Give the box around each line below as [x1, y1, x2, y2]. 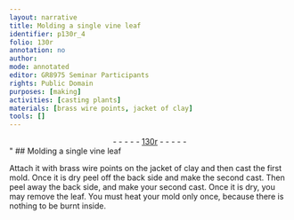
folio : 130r [9, 37, 53, 47]
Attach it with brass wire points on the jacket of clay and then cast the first [9, 163, 282, 174]
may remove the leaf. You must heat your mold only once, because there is [9, 192, 284, 202]
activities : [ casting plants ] [9, 95, 122, 105]
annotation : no [9, 46, 66, 55]
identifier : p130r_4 [9, 29, 86, 38]
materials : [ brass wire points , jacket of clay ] [9, 104, 193, 113]
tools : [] [9, 112, 46, 121]
